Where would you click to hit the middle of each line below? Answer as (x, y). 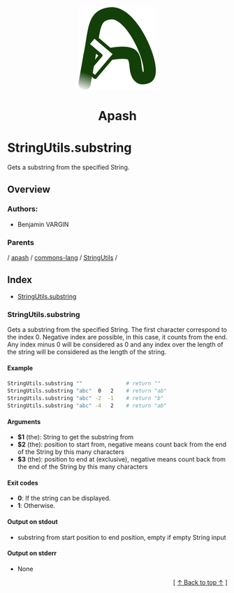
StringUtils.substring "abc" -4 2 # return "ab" (87, 406)
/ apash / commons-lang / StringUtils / (62, 258)
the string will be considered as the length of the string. (87, 352)
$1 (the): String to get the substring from (75, 437)
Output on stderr (32, 553)
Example (20, 368)
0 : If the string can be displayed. (64, 498)
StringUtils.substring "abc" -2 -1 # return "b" (86, 398)
